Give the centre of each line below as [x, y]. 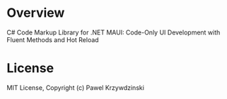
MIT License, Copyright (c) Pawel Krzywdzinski [75, 87]
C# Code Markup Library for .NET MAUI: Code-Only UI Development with [113, 32]
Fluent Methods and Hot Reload [53, 39]
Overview [36, 13]
